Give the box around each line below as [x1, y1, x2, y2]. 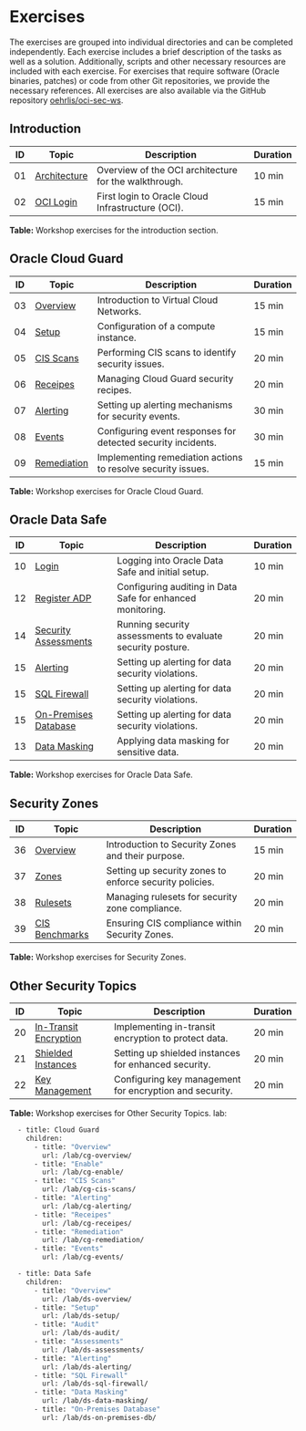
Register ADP [35, 592, 92, 605]
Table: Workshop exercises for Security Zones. [9, 951, 187, 963]
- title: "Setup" [33, 1302, 100, 1312]
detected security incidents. [97, 436, 217, 449]
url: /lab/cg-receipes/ [42, 1218, 132, 1228]
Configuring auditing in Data [117, 581, 238, 594]
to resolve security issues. [97, 462, 209, 475]
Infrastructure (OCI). [97, 201, 184, 213]
